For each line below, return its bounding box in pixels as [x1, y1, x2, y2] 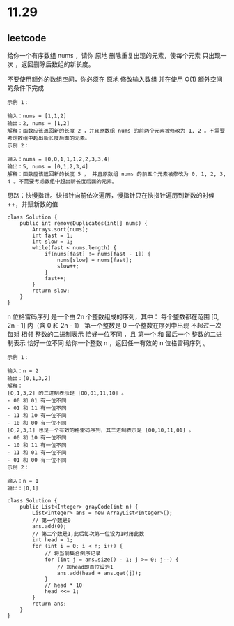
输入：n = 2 [7, 367, 39, 374]
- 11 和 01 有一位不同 [7, 449, 67, 456]
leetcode [7, 32, 47, 44]
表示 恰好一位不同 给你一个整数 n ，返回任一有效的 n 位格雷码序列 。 [13, 339, 210, 347]
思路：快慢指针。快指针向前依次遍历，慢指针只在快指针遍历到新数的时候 [7, 191, 214, 199]
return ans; [32, 600, 68, 607]
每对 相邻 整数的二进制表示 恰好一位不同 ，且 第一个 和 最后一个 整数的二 [7, 330, 217, 338]
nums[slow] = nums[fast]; [56, 256, 132, 263]
